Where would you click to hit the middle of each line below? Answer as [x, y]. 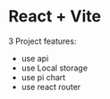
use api [35, 58]
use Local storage [55, 68]
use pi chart [43, 77]
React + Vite [55, 16]
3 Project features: [42, 41]
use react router [51, 87]
